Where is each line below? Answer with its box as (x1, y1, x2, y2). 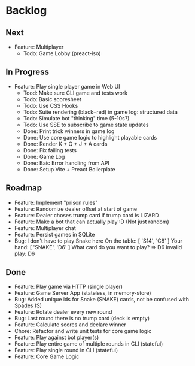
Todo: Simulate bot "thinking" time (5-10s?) (23, 114, 130, 122)
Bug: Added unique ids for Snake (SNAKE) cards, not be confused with (14, 296, 190, 303)
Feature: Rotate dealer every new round (14, 308, 112, 316)
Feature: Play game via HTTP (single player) (14, 283, 123, 291)
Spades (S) (14, 302, 42, 309)
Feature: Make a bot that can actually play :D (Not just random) (14, 218, 170, 225)
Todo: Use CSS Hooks (23, 102, 78, 109)
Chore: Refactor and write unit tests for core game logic (14, 328, 152, 335)
